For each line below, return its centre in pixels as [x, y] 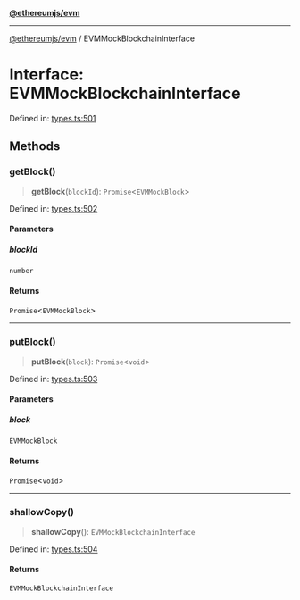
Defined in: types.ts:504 [54, 549]
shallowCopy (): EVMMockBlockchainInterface [113, 531]
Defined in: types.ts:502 [54, 208]
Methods [35, 146]
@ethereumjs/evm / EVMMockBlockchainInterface [102, 38]
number [21, 271]
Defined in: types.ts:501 [53, 118]
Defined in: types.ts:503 [54, 379]
